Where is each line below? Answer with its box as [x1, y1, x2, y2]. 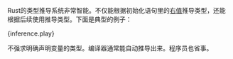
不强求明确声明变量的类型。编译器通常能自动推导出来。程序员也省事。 [7, 44, 213, 52]
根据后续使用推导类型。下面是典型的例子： [7, 15, 132, 23]
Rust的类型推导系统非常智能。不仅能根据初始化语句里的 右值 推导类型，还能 [7, 6, 226, 14]
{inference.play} [7, 29, 55, 38]
